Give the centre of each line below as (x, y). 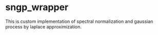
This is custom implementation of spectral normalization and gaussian (79, 21)
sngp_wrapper (37, 7)
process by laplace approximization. (44, 26)
